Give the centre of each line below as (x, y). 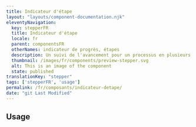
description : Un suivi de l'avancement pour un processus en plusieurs (101, 55)
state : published (33, 71)
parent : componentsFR (38, 44)
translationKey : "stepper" (39, 77)
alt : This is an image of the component (62, 66)
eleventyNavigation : (31, 22)
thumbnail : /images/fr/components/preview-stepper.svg (80, 60)
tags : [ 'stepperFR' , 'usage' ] (43, 83)
